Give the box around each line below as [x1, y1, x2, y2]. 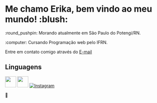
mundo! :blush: [5, 14, 68, 25]
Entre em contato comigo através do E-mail [5, 49, 92, 55]
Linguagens [5, 63, 42, 71]
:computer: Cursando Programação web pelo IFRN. [5, 39, 108, 45]
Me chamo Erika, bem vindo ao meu [5, 3, 153, 15]
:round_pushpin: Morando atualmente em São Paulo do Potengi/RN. [5, 30, 141, 36]
